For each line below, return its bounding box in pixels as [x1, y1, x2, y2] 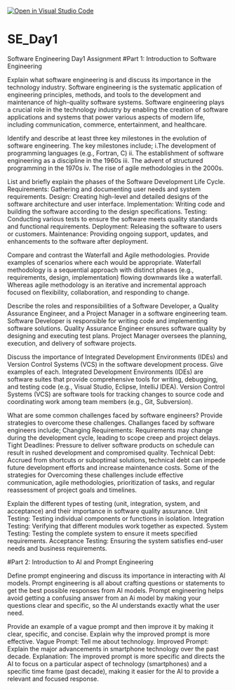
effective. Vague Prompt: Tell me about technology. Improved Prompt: [7, 637, 209, 646]
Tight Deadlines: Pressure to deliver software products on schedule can [7, 441, 215, 449]
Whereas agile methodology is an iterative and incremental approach [7, 280, 207, 289]
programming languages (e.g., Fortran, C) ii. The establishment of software [7, 148, 224, 157]
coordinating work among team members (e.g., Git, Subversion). [7, 397, 193, 405]
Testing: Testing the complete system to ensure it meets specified [7, 529, 198, 538]
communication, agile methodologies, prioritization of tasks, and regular [7, 478, 215, 486]
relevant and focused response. [7, 675, 100, 683]
